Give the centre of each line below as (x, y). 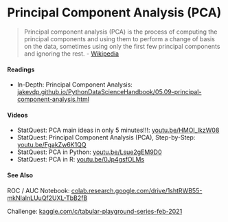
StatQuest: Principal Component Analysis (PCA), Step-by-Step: (106, 137)
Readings (21, 69)
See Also (20, 175)
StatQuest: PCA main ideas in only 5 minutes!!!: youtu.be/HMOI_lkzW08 (118, 130)
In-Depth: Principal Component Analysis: (75, 85)
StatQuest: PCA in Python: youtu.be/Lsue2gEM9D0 (90, 152)
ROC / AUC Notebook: (38, 190)
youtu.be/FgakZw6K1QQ (52, 145)
